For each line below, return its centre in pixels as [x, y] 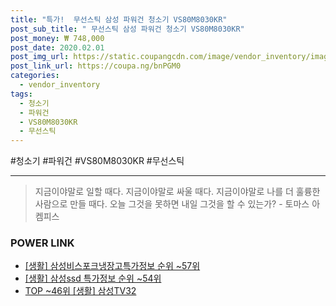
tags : [21, 94]
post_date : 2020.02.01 [57, 47]
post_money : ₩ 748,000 [57, 38]
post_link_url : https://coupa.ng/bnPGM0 [96, 66]
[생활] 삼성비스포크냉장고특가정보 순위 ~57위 [112, 266]
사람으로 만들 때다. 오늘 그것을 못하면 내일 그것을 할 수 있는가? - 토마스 [172, 204]
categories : [35, 76]
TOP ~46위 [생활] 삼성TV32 [80, 291]
